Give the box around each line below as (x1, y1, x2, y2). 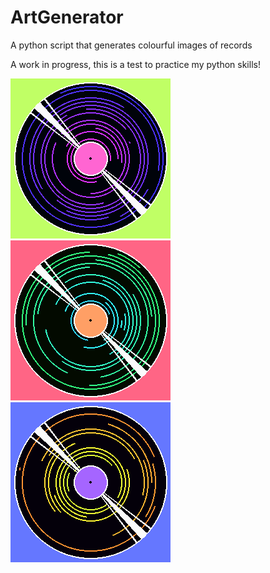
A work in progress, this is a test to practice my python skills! (10, 58, 261, 70)
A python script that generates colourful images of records (10, 39, 253, 51)
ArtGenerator (10, 6, 124, 29)
